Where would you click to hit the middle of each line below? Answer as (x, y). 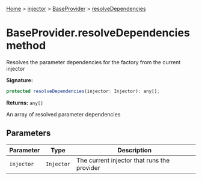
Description (134, 150)
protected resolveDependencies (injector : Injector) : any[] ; (83, 91)
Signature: (20, 80)
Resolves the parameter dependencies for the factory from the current (93, 62)
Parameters (29, 133)
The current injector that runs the (123, 160)
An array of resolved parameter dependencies (63, 114)
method (26, 46)
